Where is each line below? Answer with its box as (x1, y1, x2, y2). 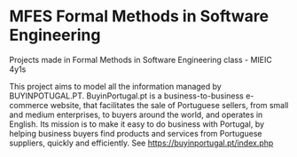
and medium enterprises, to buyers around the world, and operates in (9, 109, 263, 120)
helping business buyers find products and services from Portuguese (9, 128, 262, 138)
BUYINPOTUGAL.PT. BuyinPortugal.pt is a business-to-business (9, 90, 244, 101)
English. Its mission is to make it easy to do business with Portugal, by (9, 118, 264, 130)
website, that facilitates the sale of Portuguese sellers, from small (50, 99, 289, 110)
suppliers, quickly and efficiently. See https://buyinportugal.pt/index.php (9, 137, 274, 148)
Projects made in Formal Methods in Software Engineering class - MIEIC (9, 54, 273, 65)
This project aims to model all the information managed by (9, 81, 222, 91)
